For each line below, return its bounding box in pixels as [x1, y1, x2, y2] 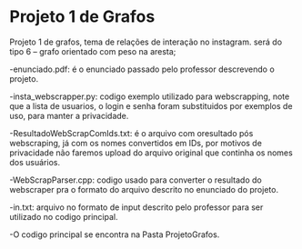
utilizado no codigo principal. [9, 211, 118, 222]
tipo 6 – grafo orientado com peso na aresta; [9, 45, 176, 56]
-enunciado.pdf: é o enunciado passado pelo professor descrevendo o [9, 64, 275, 75]
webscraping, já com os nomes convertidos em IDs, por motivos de [9, 137, 262, 148]
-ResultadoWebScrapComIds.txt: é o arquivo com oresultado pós [9, 127, 254, 138]
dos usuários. [9, 156, 61, 167]
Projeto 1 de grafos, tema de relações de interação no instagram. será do [9, 36, 283, 47]
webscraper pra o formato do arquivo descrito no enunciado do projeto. [9, 184, 279, 194]
